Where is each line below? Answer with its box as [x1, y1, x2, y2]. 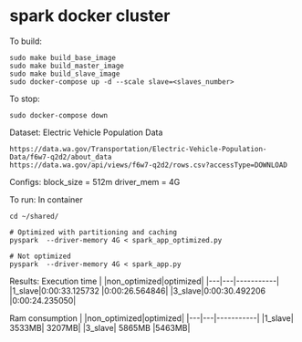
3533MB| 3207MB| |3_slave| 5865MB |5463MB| [9, 322, 191, 333]
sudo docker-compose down [9, 110, 108, 119]
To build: [9, 36, 43, 47]
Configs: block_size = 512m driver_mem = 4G [9, 176, 181, 187]
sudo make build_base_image [9, 53, 117, 62]
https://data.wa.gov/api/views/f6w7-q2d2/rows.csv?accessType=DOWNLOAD [9, 161, 287, 170]
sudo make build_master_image [9, 61, 125, 70]
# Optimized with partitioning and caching [9, 227, 178, 237]
